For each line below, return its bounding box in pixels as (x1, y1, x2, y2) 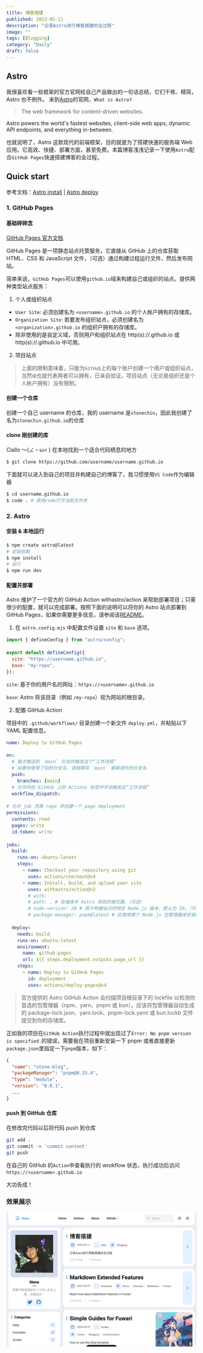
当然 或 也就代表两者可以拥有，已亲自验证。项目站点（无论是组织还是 (21, 372, 190, 379)
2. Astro (6, 512, 30, 520)
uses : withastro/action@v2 (28, 886, 96, 892)
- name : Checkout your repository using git (22, 867, 137, 874)
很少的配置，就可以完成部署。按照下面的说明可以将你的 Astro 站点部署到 (6, 604, 187, 611)
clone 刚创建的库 (6, 432, 48, 439)
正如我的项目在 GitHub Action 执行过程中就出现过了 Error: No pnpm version (6, 1029, 192, 1036)
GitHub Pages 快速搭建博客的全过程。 (11, 153, 103, 160)
